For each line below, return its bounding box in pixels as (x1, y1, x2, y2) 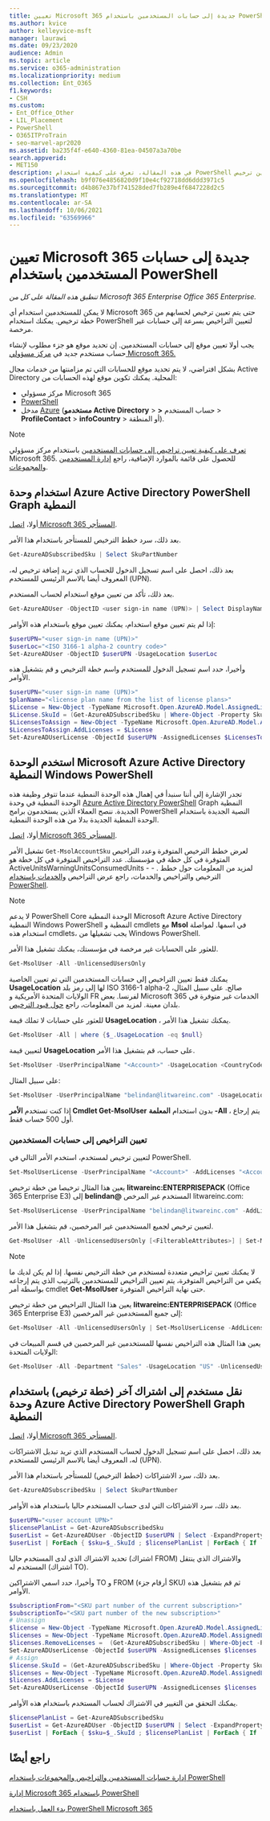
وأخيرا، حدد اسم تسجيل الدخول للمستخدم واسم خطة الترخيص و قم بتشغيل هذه (9, 664, 246, 674)
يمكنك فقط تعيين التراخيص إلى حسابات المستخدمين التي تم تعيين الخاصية (9, 974, 228, 984)
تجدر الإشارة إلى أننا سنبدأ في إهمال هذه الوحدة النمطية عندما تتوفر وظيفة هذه (9, 790, 243, 799)
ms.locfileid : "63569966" (9, 214, 95, 222)
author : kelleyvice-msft (9, 27, 92, 35)
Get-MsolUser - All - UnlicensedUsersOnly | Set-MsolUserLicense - (9, 1323, 232, 1331)
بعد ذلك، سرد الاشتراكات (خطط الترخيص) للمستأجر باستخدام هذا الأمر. (9, 1470, 220, 1480)
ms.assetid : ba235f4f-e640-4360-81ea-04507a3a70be (9, 146, 182, 154)
